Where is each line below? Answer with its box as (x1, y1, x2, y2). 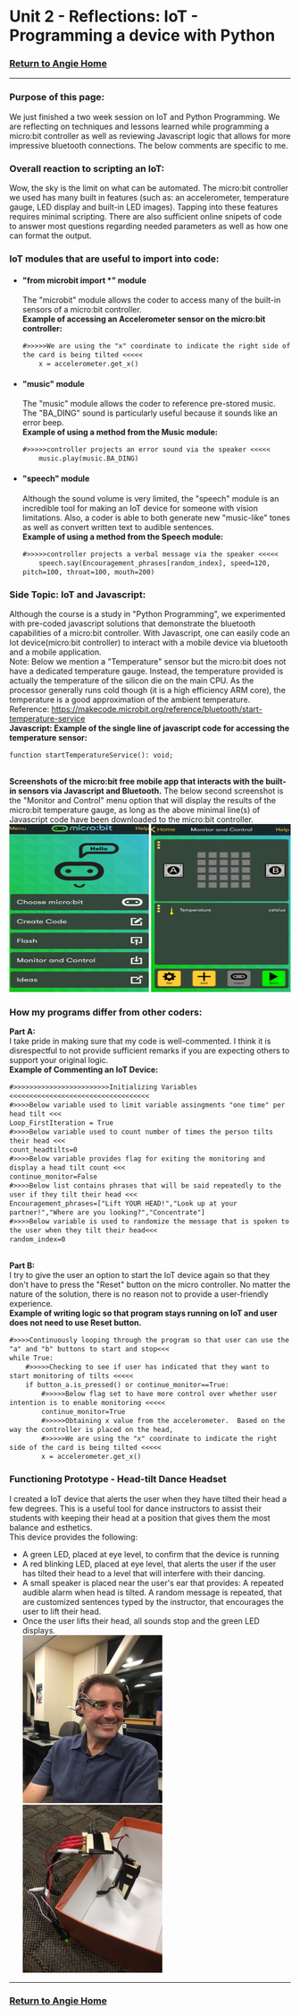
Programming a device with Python (9, 25, 275, 46)
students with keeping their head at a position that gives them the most (9, 1512, 271, 1523)
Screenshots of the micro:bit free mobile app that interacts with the (9, 776, 264, 786)
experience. (9, 1299, 54, 1309)
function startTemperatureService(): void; (9, 751, 174, 759)
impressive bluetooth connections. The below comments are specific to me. (9, 140, 288, 150)
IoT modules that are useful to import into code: (9, 253, 220, 265)
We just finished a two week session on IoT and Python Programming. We (9, 111, 280, 122)
